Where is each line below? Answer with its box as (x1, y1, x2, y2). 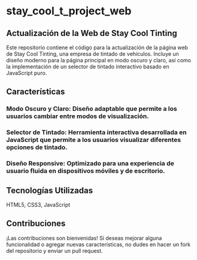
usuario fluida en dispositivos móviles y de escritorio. (6, 167, 166, 175)
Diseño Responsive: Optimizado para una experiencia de (6, 159, 175, 168)
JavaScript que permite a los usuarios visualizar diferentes (6, 136, 181, 144)
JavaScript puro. (6, 69, 47, 76)
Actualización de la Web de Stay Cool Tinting (6, 28, 178, 38)
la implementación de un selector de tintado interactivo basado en (6, 63, 169, 70)
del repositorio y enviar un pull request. (6, 247, 103, 254)
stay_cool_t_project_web (6, 4, 132, 18)
